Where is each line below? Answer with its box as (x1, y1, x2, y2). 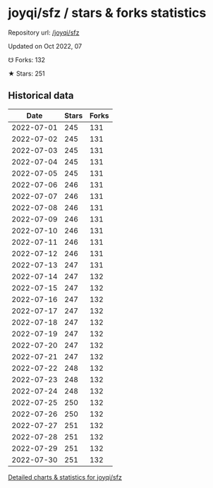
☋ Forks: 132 (8, 55, 45, 64)
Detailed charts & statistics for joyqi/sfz (8, 472, 122, 481)
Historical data (8, 90, 74, 102)
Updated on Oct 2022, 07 (8, 42, 83, 50)
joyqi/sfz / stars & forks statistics (8, 5, 207, 21)
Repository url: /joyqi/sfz (8, 28, 80, 37)
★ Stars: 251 (8, 69, 45, 78)
